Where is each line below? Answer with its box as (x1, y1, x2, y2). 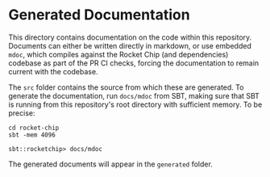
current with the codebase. (8, 66, 98, 76)
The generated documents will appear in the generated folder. (8, 159, 214, 169)
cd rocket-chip (8, 124, 60, 132)
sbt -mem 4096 (8, 131, 56, 139)
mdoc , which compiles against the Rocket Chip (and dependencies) (8, 49, 229, 59)
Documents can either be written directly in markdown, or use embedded (8, 40, 251, 50)
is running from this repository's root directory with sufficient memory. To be (8, 99, 263, 109)
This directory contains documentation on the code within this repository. (8, 32, 252, 42)
